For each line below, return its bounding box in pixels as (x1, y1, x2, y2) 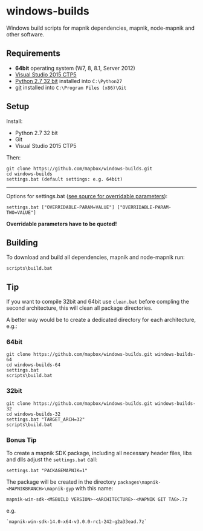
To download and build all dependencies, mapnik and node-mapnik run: (6, 253, 185, 261)
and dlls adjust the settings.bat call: (6, 456, 98, 463)
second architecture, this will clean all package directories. (6, 304, 153, 312)
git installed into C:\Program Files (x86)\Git (14, 84, 127, 91)
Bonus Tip (6, 435, 37, 444)
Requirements (6, 48, 60, 59)
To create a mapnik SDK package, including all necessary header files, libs (6, 450, 192, 457)
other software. (6, 30, 45, 38)
